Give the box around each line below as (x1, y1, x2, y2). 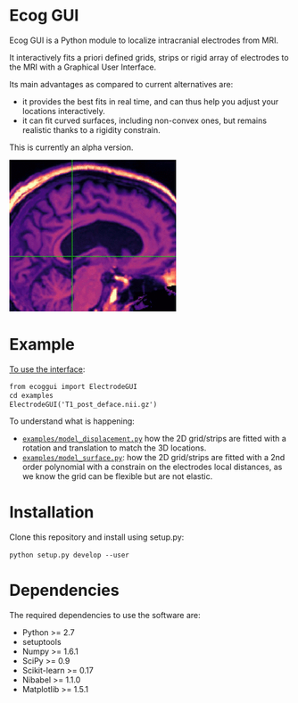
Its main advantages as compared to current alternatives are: (9, 79, 234, 89)
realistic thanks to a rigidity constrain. (21, 124, 161, 135)
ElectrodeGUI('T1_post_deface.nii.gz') (9, 400, 158, 409)
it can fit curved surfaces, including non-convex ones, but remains (21, 115, 268, 126)
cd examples (9, 391, 54, 400)
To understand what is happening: (9, 416, 136, 426)
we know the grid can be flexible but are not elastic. (21, 470, 213, 482)
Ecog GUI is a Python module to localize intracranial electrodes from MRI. (9, 35, 279, 45)
